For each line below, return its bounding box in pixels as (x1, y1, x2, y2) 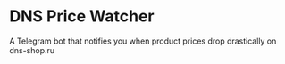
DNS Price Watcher (9, 6, 155, 27)
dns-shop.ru (9, 44, 55, 55)
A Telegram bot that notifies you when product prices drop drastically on (9, 36, 277, 46)
